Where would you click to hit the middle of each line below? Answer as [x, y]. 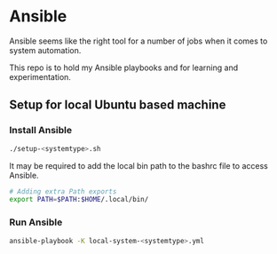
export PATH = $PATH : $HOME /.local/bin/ [79, 200]
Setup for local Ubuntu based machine [118, 105]
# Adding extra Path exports [63, 191]
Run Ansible [36, 222]
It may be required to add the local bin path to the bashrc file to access [138, 165]
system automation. [45, 50]
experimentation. [40, 76]
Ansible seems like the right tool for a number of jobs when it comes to [138, 41]
